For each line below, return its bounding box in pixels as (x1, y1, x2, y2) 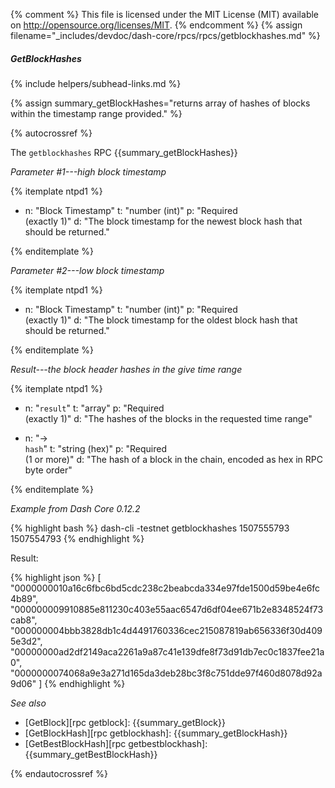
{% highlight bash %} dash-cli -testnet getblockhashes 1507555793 (10, 522, 290, 534)
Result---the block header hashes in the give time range (10, 363, 243, 375)
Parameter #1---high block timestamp (10, 165, 167, 178)
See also (10, 697, 47, 709)
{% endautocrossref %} (10, 767, 108, 779)
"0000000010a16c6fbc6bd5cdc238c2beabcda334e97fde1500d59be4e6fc (10, 582, 321, 594)
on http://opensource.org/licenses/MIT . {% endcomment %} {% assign (10, 19, 303, 31)
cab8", (10, 614, 38, 626)
